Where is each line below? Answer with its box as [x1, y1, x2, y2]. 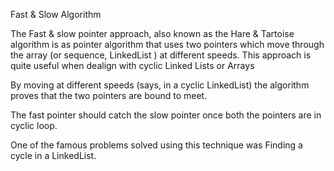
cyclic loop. [10, 120, 58, 131]
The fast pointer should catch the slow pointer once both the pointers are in [10, 109, 322, 121]
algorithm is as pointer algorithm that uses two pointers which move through [10, 39, 325, 50]
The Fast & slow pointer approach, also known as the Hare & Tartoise [10, 28, 295, 39]
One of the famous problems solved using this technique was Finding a [10, 139, 303, 151]
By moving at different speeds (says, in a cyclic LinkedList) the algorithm [10, 79, 310, 91]
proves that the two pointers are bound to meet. [10, 90, 208, 101]
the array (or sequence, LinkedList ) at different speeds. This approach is [10, 49, 312, 61]
